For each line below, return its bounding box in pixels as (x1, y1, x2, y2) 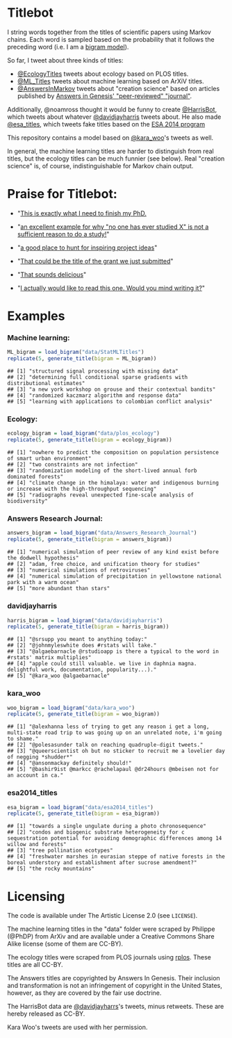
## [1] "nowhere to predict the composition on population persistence (7, 449, 219, 456)
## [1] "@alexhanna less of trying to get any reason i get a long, (7, 723, 210, 731)
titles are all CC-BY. (7, 961, 64, 969)
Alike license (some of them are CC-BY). (7, 940, 124, 948)
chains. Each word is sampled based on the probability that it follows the (7, 35, 215, 43)
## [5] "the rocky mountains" (7, 866, 95, 873)
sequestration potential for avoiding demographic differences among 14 (7, 835, 222, 842)
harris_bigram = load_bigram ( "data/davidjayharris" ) (7, 617, 163, 624)
